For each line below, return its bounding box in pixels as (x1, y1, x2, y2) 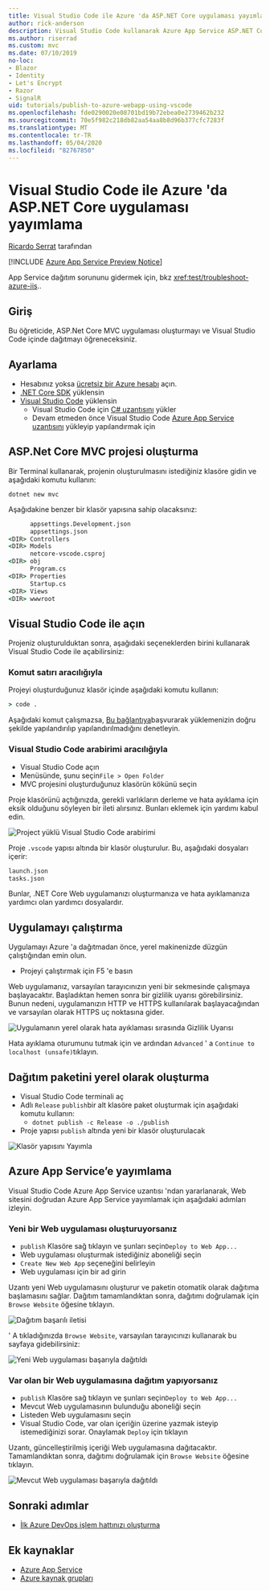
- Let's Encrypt (8, 79, 63, 87)
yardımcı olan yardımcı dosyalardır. (8, 898, 125, 907)
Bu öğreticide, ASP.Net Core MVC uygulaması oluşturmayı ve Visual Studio (8, 326, 256, 336)
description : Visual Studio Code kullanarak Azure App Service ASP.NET (8, 27, 253, 35)
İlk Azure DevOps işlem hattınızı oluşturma (19, 1520, 161, 1530)
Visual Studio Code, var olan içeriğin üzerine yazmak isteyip (19, 1419, 219, 1429)
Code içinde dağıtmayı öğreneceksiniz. (8, 334, 137, 344)
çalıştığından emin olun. (8, 951, 87, 960)
